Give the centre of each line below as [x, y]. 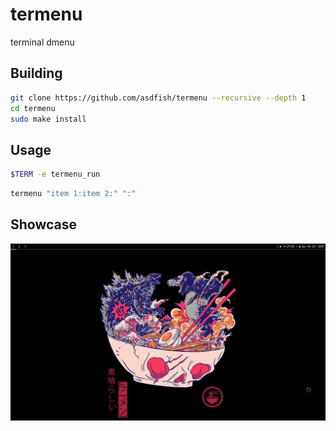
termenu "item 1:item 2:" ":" [73, 194]
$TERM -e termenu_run [55, 174]
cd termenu [33, 108]
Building [36, 73]
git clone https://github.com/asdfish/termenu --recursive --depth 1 [158, 98]
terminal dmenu [42, 42]
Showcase [44, 224]
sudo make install [48, 119]
